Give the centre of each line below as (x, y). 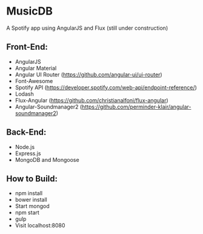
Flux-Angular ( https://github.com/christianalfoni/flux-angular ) (92, 100)
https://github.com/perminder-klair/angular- (136, 107)
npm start (27, 213)
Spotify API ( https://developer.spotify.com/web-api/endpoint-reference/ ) (106, 87)
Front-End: (27, 47)
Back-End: (26, 132)
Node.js (25, 147)
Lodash (25, 94)
